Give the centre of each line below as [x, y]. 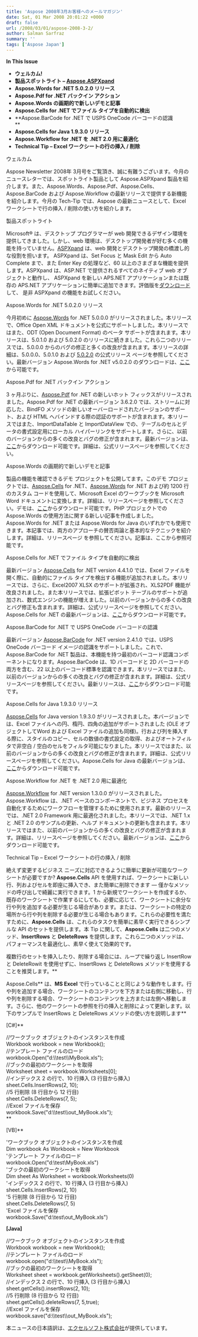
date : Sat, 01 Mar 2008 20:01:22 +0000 [55, 17]
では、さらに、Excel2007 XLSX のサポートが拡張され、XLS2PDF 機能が [103, 585]
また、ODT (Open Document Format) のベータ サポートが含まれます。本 [98, 332]
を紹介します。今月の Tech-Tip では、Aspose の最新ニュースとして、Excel [96, 201]
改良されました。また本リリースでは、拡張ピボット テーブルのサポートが [94, 592]
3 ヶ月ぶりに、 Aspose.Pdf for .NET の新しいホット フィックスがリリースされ [99, 394]
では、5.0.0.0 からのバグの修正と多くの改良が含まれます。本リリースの [97, 347]
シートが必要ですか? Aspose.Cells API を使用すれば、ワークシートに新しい [98, 877]
